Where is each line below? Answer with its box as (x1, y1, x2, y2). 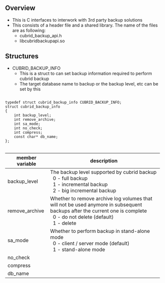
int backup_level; (14, 113, 52, 117)
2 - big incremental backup (53, 187, 116, 194)
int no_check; (14, 125, 43, 131)
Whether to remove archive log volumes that (50, 195, 153, 202)
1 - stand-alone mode (53, 246, 106, 253)
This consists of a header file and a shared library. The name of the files (12, 22, 158, 28)
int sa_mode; (14, 121, 41, 126)
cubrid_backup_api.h (19, 32, 62, 38)
